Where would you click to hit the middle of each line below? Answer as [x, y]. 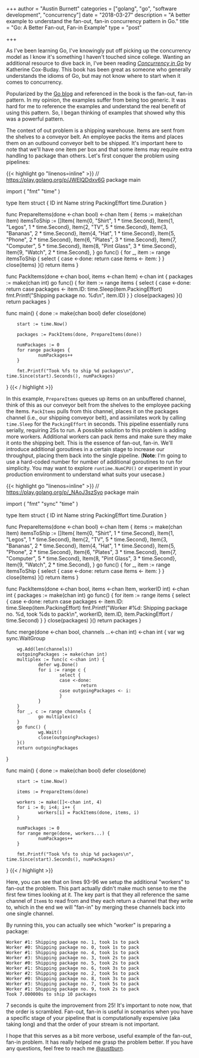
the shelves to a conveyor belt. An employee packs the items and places [95, 137]
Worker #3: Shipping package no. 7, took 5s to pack [73, 984]
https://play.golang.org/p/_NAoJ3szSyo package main [72, 492]
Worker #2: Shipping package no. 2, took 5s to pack [73, 974]
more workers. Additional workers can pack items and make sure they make [99, 437]
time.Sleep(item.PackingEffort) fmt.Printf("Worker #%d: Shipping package [97, 608]
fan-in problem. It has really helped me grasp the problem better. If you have [99, 1042]
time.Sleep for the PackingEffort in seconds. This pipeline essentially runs [97, 424]
